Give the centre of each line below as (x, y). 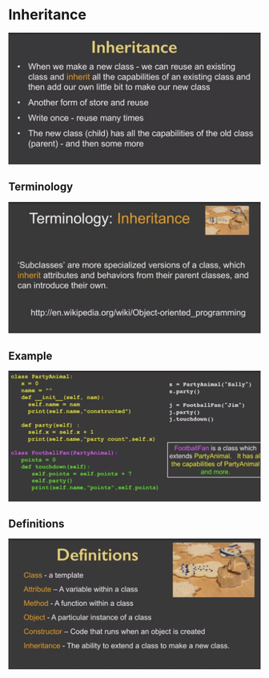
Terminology (41, 187)
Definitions (36, 524)
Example (30, 355)
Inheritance (47, 15)
